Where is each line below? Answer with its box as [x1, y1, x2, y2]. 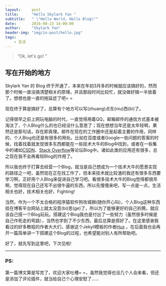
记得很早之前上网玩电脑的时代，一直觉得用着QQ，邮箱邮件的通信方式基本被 [5, 116, 159, 122]
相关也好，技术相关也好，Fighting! [5, 189, 75, 194]
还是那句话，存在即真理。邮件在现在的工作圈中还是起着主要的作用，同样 [9, 128, 157, 134]
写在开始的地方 [5, 69, 51, 77]
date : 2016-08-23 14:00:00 [5, 21, 74, 26]
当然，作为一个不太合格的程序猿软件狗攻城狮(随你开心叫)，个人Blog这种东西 [5, 199, 161, 205]
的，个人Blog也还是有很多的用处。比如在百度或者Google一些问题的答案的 [5, 135, 155, 141]
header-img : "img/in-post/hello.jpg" [5, 30, 83, 35]
